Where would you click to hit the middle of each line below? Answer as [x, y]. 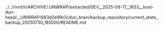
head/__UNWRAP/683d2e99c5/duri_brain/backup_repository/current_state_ [81, 17]
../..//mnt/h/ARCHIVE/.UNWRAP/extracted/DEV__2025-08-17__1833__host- [80, 7]
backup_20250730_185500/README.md [46, 22]
